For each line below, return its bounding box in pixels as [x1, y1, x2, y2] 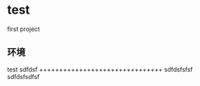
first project [7, 25, 40, 33]
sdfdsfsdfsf [7, 72, 40, 80]
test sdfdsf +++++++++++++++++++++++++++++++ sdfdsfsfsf [7, 65, 193, 74]
